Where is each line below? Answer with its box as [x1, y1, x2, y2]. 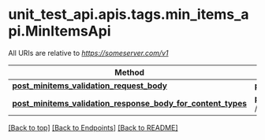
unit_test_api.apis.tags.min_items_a [8, 6, 250, 24]
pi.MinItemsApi [8, 22, 112, 40]
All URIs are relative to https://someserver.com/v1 [8, 48, 169, 57]
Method [114, 67, 144, 78]
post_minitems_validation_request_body [12, 80, 168, 91]
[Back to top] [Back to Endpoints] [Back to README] [8, 123, 179, 132]
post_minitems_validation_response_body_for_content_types [12, 98, 247, 109]
